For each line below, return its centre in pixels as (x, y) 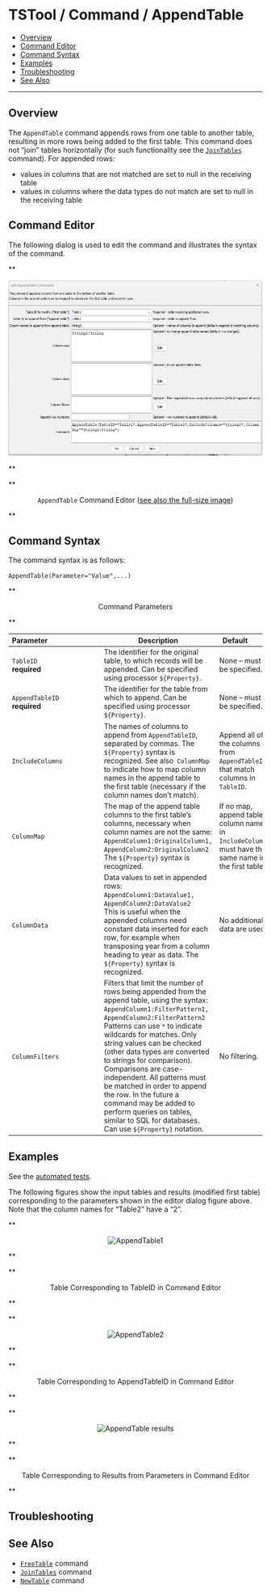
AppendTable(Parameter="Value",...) (70, 576)
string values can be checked (152, 1043)
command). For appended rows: (62, 158)
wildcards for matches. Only (150, 1035)
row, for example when (142, 938)
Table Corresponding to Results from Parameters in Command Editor (135, 1475)
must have (236, 849)
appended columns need (145, 921)
